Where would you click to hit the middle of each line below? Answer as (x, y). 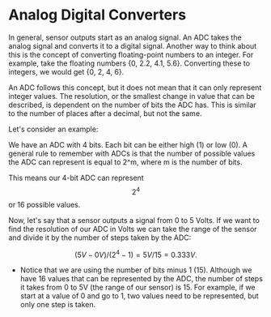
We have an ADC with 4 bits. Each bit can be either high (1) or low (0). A (128, 144)
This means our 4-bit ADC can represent (76, 178)
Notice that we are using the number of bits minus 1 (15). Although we (136, 270)
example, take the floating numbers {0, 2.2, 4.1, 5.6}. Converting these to (129, 63)
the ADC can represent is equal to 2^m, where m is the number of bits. (125, 162)
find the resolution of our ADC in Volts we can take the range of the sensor (133, 229)
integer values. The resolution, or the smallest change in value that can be (131, 96)
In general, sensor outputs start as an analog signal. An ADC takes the (125, 37)
